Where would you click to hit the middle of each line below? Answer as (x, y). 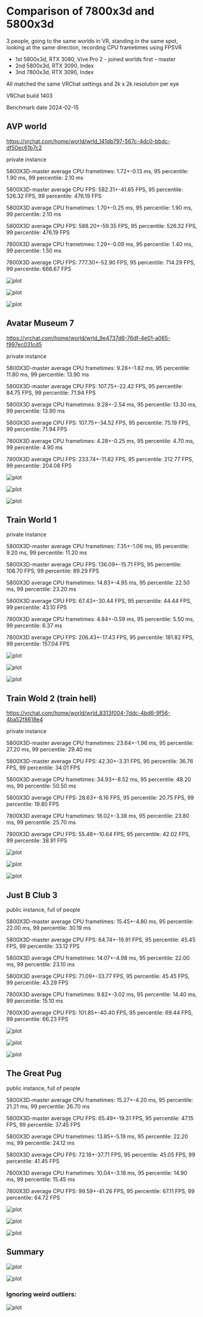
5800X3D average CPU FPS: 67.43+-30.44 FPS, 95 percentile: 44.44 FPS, (99, 601)
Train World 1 (32, 520)
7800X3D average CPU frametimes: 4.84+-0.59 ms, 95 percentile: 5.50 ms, (101, 619)
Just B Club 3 (32, 895)
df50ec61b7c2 (24, 148)
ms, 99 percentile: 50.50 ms (41, 786)
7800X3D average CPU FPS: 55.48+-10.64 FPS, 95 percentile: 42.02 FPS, (98, 834)
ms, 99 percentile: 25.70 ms (41, 822)
